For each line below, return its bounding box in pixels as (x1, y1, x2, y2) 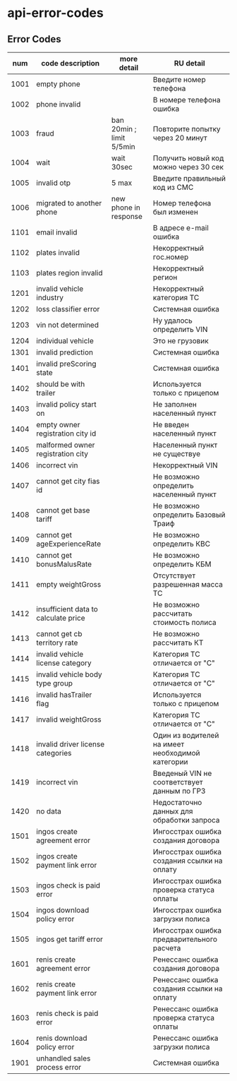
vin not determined (36, 320, 99, 330)
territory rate (36, 638, 78, 647)
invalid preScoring (36, 359, 97, 369)
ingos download (36, 905, 90, 915)
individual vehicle (36, 336, 94, 345)
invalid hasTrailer (36, 690, 92, 700)
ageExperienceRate (36, 539, 102, 549)
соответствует (152, 777, 203, 787)
